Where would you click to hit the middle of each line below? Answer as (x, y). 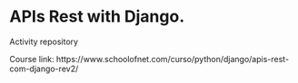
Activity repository (44, 41)
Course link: (32, 59)
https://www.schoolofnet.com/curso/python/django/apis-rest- (172, 59)
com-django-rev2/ (44, 69)
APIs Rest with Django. (97, 17)
